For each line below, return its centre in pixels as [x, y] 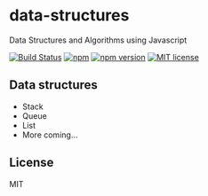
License [32, 163]
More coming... [50, 135]
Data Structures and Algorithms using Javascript [98, 40]
